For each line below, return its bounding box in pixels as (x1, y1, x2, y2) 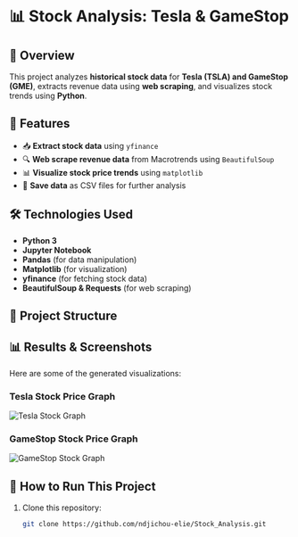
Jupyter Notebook (21, 244, 92, 255)
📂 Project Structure (9, 309, 118, 324)
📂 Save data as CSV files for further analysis (21, 179, 186, 191)
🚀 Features (9, 116, 70, 131)
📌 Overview (9, 47, 75, 62)
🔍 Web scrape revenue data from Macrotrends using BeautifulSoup (21, 153, 275, 164)
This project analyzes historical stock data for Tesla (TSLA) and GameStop (9, 71, 288, 82)
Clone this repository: (21, 502, 102, 513)
